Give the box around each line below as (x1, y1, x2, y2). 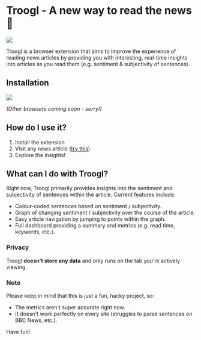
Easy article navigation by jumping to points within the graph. (14, 215, 166, 223)
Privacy (6, 243, 29, 252)
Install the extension (14, 138, 65, 146)
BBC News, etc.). (14, 317, 58, 324)
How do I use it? (6, 123, 67, 133)
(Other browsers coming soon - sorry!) (6, 105, 102, 112)
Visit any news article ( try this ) (14, 145, 91, 152)
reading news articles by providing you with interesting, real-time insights (6, 54, 188, 61)
